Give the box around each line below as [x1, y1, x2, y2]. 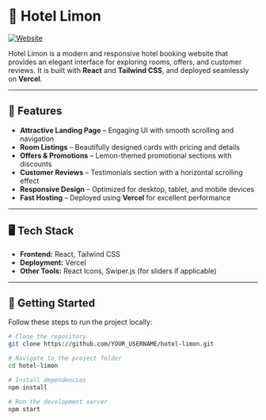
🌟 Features [8, 105, 63, 118]
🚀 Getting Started [8, 296, 96, 310]
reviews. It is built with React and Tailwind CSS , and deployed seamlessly [8, 65, 249, 74]
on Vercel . [8, 74, 43, 83]
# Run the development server [8, 398, 108, 406]
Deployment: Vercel [19, 258, 86, 267]
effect [19, 176, 40, 185]
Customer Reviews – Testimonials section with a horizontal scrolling [19, 167, 243, 177]
